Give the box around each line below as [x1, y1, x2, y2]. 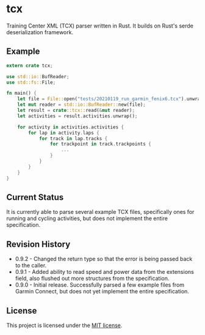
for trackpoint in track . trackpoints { [49, 141, 151, 147]
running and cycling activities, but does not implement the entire [6, 215, 168, 222]
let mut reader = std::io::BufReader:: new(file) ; [17, 101, 146, 108]
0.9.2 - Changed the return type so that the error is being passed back [15, 256, 193, 263]
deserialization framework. [6, 28, 74, 35]
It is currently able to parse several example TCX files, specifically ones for [6, 208, 195, 216]
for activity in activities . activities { [17, 124, 124, 130]
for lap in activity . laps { [28, 130, 99, 136]
